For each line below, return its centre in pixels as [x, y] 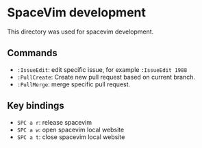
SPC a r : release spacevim [54, 122]
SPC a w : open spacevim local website [71, 129]
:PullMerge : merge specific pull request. [74, 84]
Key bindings [36, 106]
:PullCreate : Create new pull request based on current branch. [106, 77]
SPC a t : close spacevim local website [71, 137]
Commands [33, 53]
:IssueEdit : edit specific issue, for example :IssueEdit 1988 [102, 69]
